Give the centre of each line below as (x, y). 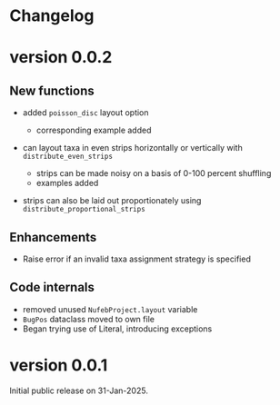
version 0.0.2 (61, 58)
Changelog (52, 16)
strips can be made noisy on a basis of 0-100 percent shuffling (154, 173)
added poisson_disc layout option (85, 113)
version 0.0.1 (59, 365)
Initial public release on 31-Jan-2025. (79, 390)
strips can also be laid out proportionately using (112, 201)
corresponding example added (94, 130)
